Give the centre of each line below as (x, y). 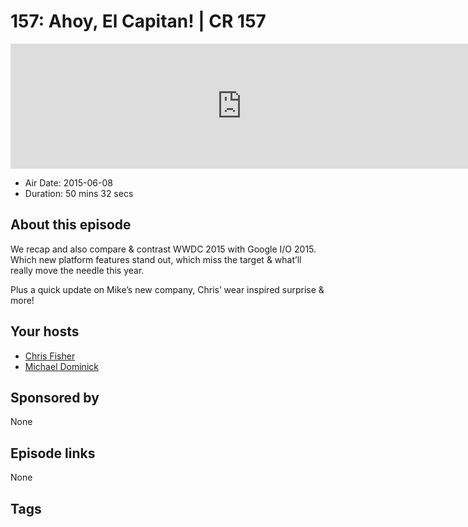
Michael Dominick (61, 366)
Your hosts (45, 331)
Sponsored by (55, 397)
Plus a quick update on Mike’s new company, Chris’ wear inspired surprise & (167, 289)
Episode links (53, 453)
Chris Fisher (50, 356)
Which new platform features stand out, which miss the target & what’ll (156, 259)
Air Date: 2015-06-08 (68, 182)
